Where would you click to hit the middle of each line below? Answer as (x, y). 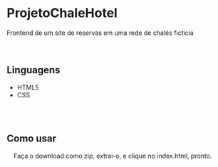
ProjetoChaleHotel (62, 13)
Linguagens (33, 70)
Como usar (32, 139)
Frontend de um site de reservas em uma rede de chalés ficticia (100, 33)
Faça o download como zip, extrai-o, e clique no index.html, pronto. (113, 156)
